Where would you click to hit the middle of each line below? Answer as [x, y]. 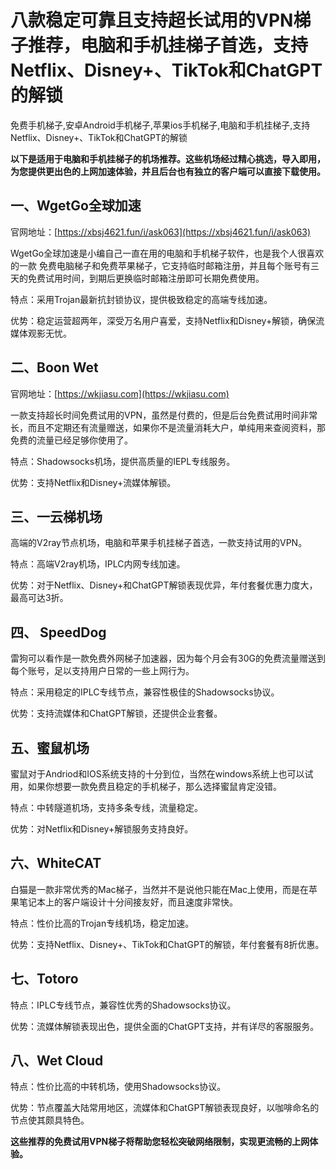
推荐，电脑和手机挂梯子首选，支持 [168, 45]
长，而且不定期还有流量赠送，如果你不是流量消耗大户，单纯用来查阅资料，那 [168, 427]
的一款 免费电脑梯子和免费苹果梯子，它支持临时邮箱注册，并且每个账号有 [160, 265]
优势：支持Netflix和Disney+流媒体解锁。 [93, 482]
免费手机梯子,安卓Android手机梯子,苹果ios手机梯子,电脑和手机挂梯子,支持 [160, 125]
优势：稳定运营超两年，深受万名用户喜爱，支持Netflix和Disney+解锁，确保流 [167, 320]
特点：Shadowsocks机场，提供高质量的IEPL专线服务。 [123, 461]
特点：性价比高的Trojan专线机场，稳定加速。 [102, 923]
